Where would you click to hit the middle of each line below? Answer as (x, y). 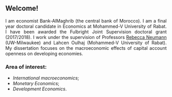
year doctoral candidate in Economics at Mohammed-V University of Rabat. (86, 26)
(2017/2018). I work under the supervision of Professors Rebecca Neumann (86, 37)
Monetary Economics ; (36, 84)
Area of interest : (26, 67)
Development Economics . (40, 89)
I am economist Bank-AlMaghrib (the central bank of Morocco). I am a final (86, 21)
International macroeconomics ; (46, 78)
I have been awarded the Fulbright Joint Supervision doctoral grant (86, 32)
